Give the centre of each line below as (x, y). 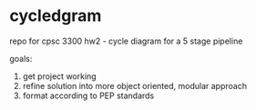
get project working (60, 76)
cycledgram (56, 16)
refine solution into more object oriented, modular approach (135, 85)
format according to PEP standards (88, 95)
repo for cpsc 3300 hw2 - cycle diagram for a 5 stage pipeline (126, 41)
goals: (21, 58)
